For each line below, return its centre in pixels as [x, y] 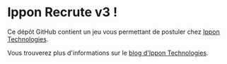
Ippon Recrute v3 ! [63, 12]
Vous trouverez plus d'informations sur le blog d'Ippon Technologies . [108, 53]
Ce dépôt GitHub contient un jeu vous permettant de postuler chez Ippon [114, 32]
